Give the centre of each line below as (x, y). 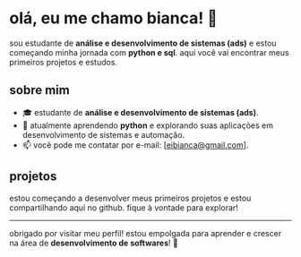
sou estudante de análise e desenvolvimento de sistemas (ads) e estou (143, 43)
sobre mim (39, 90)
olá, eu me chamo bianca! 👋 (113, 18)
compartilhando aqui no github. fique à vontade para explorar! (124, 207)
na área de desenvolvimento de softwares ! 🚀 (94, 243)
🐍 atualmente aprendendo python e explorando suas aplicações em (147, 125)
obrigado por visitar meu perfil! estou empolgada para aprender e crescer (146, 233)
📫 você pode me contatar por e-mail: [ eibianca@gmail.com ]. (135, 145)
